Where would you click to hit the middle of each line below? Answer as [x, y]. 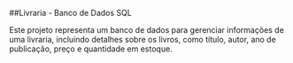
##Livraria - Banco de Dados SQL [71, 13]
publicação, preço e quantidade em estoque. [91, 49]
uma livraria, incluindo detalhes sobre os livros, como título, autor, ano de [143, 39]
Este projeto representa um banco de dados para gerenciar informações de [147, 30]
